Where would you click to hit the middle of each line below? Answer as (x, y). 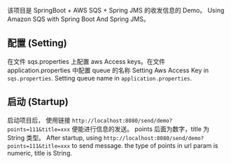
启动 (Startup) (38, 102)
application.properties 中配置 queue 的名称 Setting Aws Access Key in (108, 70)
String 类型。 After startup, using (55, 137)
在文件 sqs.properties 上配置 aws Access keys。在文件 (86, 61)
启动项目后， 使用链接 (39, 120)
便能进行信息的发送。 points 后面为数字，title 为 (141, 129)
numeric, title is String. (40, 153)
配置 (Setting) (37, 43)
